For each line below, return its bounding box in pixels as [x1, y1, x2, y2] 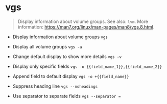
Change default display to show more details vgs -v [12, 53, 122, 60]
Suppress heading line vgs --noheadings [12, 83, 98, 89]
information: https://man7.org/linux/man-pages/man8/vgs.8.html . [17, 23, 155, 30]
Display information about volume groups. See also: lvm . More [17, 18, 148, 24]
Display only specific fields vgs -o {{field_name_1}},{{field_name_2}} [12, 63, 162, 69]
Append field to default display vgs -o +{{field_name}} [12, 73, 129, 79]
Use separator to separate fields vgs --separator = [12, 93, 121, 99]
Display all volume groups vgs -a [12, 43, 82, 49]
